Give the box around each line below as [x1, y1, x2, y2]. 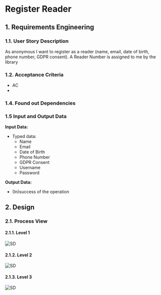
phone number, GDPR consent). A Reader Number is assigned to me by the [5, 54, 156, 60]
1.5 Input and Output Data [5, 113, 67, 120]
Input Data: [5, 124, 28, 130]
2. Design [5, 203, 35, 211]
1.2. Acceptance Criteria [5, 71, 64, 78]
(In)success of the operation [12, 189, 69, 195]
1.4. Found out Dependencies [5, 100, 76, 107]
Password [19, 170, 40, 176]
